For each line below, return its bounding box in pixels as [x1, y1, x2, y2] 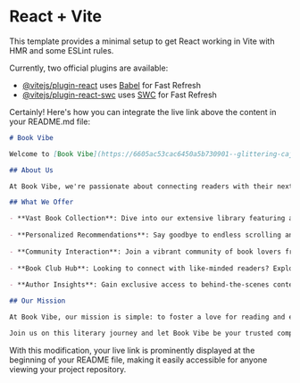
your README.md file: [9, 116, 91, 127]
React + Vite [9, 6, 103, 27]
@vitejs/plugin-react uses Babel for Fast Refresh [21, 79, 202, 90]
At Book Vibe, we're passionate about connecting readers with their [9, 181, 274, 191]
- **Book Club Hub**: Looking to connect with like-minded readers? [9, 263, 270, 273]
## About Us [9, 165, 54, 175]
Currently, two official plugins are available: [9, 62, 169, 73]
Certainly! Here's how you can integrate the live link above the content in [9, 106, 277, 117]
